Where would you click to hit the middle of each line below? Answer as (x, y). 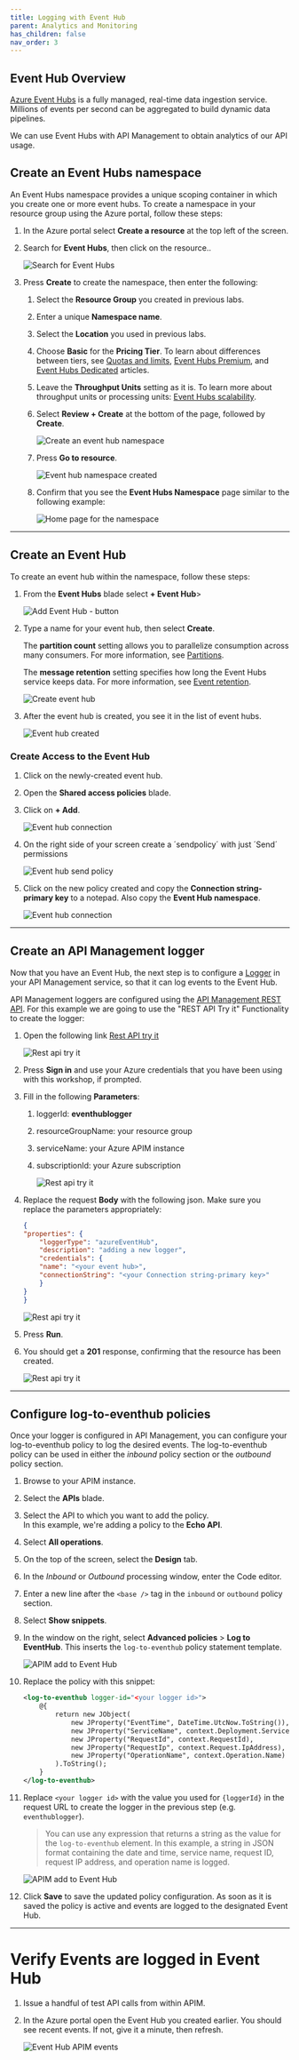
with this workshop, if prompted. (82, 1079)
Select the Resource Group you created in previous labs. (140, 299)
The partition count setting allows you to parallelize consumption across (156, 645)
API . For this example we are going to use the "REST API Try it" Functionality (149, 1009)
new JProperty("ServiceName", (126, 1731)
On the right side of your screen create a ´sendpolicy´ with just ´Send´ (150, 844)
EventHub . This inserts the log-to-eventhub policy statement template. (152, 1647)
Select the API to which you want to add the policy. (116, 1515)
